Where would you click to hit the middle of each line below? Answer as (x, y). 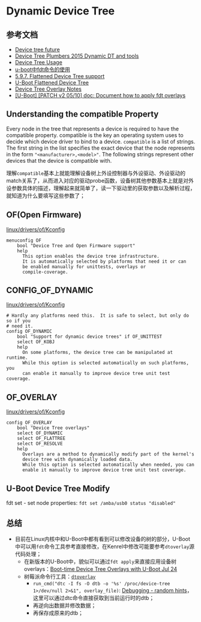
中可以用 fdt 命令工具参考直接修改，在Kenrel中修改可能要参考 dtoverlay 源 (105, 546)
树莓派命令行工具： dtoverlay (60, 576)
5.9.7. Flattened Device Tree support (60, 76)
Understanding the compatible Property (82, 114)
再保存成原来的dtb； (58, 613)
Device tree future (37, 50)
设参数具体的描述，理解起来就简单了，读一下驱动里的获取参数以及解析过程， (101, 188)
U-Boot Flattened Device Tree (52, 83)
